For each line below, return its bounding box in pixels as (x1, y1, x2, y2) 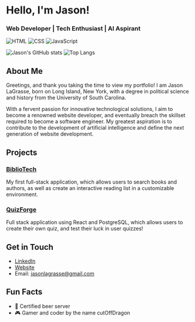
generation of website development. (6, 130, 94, 138)
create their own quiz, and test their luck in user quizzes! (6, 225, 143, 232)
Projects (6, 147, 38, 157)
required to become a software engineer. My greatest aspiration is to (6, 118, 172, 125)
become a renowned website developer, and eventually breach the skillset (6, 112, 186, 119)
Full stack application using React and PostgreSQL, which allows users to (6, 219, 183, 226)
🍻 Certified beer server (14, 303, 70, 310)
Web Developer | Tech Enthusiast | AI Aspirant (6, 25, 141, 33)
